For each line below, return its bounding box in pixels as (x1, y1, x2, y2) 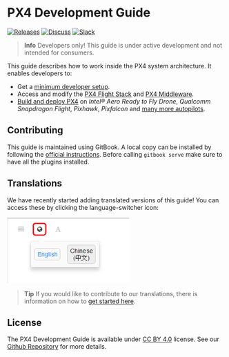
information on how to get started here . (23, 297, 136, 305)
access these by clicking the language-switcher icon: (7, 203, 159, 211)
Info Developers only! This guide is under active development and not (23, 41, 223, 49)
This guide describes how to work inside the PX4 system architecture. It (7, 61, 212, 70)
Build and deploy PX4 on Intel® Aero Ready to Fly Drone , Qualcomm (17, 97, 211, 105)
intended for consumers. (23, 48, 94, 57)
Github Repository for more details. (7, 342, 107, 351)
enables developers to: (7, 69, 72, 77)
